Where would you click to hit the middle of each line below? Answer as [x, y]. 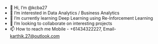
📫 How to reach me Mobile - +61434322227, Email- [63, 29]
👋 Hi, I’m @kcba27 [28, 8]
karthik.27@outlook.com [35, 36]
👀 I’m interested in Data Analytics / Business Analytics [64, 13]
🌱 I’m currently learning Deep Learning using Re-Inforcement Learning [81, 18]
